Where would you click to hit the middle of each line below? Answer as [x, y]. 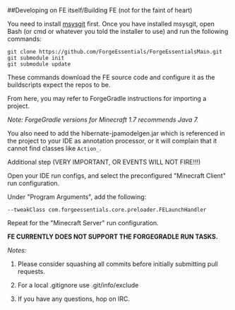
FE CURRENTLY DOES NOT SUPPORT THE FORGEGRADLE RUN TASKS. [113, 237]
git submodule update [39, 64]
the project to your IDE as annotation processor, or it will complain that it [112, 141]
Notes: [17, 250]
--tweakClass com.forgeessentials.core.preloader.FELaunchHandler [107, 210]
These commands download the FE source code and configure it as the [111, 77]
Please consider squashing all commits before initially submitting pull [118, 264]
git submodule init [36, 58]
